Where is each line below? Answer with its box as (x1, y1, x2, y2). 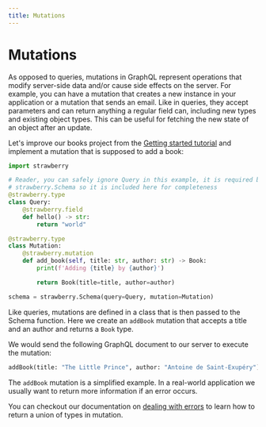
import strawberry (8, 162, 69, 170)
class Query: (8, 198, 51, 206)
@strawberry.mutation (22, 249, 93, 258)
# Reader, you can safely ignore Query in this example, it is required (8, 176, 253, 184)
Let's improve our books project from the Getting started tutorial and (8, 138, 232, 148)
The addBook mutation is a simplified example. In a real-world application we (8, 378, 256, 387)
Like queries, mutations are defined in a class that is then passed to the (8, 307, 241, 317)
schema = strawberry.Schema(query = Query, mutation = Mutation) (8, 293, 215, 301)
